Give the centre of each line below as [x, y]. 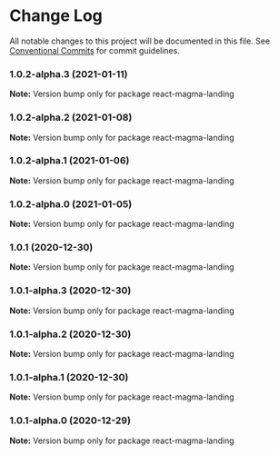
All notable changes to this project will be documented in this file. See [140, 41]
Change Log [56, 16]
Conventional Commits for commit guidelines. [95, 50]
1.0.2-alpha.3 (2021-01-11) [69, 74]
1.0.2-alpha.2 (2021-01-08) [71, 117]
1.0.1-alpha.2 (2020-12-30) [70, 334]
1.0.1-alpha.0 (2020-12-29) [70, 420]
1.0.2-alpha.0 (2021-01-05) [71, 203]
